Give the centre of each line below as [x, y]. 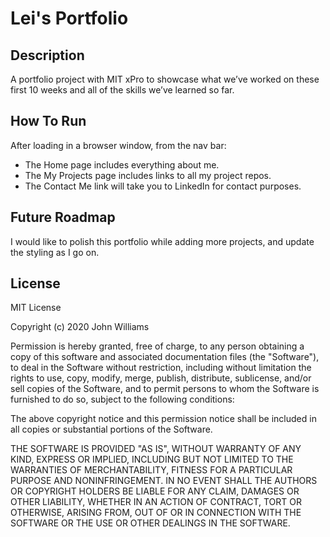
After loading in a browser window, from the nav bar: [118, 145]
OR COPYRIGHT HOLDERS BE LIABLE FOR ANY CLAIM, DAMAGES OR [155, 491]
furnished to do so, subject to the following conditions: [122, 399]
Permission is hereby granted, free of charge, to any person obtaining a [157, 346]
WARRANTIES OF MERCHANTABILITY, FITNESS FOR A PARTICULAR [151, 470]
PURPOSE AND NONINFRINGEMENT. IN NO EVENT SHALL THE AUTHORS [164, 481]
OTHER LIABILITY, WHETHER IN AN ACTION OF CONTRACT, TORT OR [156, 502]
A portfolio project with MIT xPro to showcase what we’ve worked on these [165, 79]
